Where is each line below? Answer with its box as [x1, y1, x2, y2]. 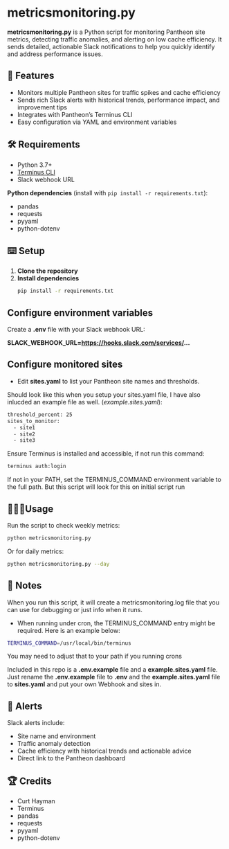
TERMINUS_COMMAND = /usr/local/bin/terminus [7, 639, 131, 647]
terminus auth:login [7, 463, 67, 470]
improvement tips [17, 102, 68, 111]
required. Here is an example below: [17, 626, 120, 634]
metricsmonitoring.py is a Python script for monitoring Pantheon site [7, 28, 205, 36]
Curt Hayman [17, 797, 55, 805]
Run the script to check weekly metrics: [7, 521, 120, 529]
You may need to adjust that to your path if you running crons [7, 652, 182, 661]
